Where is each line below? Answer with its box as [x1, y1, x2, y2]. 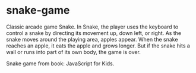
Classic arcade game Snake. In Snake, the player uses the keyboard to [6, 23, 179, 30]
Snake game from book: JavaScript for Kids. [6, 60, 115, 67]
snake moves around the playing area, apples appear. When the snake [6, 36, 178, 43]
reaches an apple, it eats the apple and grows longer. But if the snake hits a [6, 42, 190, 49]
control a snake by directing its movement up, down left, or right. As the [6, 29, 182, 36]
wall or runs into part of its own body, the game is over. [6, 48, 141, 55]
